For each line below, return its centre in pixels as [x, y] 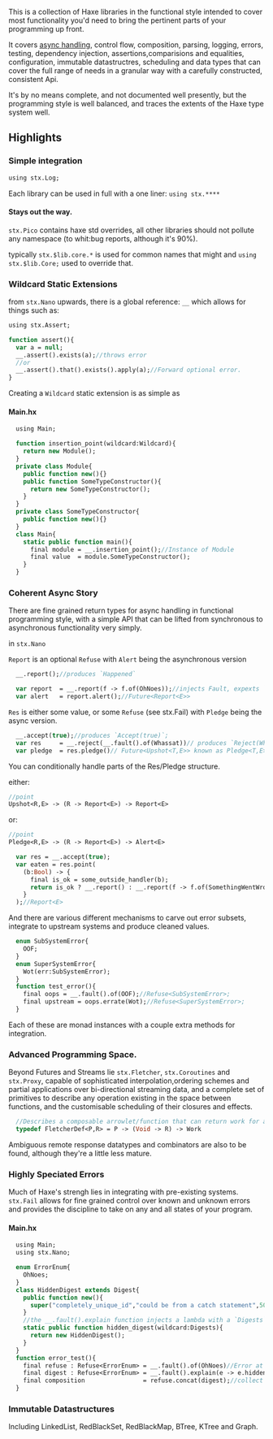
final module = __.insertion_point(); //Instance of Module [132, 549]
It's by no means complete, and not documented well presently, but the [128, 95]
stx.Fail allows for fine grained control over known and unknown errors [129, 1201]
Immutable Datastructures [62, 1409]
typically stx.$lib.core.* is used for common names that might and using [133, 254]
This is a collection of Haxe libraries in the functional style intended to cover [135, 12]
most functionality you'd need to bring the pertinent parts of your [117, 20]
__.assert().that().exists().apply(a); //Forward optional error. [129, 370]
